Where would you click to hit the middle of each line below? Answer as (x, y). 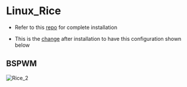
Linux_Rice (33, 11)
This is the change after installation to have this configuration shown (98, 38)
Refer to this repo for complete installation (66, 27)
